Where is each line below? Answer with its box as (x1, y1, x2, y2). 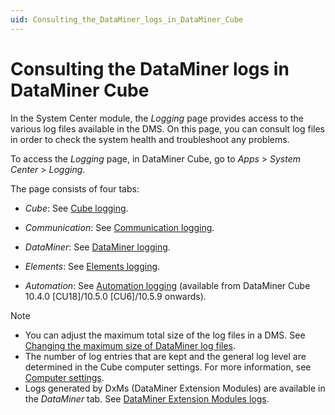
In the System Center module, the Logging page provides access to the (10, 112, 304, 124)
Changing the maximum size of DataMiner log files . (24, 339, 237, 351)
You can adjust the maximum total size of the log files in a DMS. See (24, 329, 306, 341)
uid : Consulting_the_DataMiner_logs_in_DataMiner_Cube (10, 14, 244, 25)
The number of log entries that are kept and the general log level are (24, 350, 307, 362)
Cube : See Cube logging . (24, 202, 129, 214)
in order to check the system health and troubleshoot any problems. (10, 133, 290, 145)
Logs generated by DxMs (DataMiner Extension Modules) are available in (24, 382, 326, 394)
